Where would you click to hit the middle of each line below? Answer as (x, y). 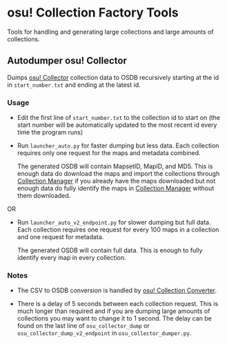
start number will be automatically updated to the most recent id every (117, 125)
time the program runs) (50, 132)
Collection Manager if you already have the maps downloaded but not (116, 181)
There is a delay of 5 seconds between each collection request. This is (118, 304)
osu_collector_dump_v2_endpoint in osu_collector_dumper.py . (104, 333)
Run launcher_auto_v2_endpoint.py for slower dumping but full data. (114, 223)
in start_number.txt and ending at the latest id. (74, 85)
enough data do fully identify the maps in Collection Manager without (116, 188)
